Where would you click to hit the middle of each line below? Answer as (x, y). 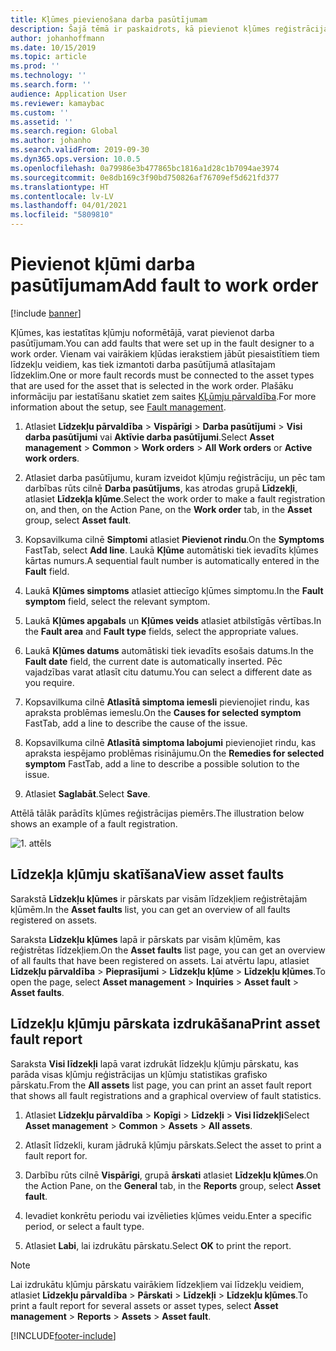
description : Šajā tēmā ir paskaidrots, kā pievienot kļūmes (140, 29)
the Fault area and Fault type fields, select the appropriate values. (161, 631)
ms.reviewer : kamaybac (57, 103)
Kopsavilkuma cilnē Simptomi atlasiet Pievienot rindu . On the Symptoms (174, 539)
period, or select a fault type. (84, 1226)
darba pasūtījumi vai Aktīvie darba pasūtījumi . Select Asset (149, 437)
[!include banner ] (46, 313)
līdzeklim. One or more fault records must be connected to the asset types (162, 375)
